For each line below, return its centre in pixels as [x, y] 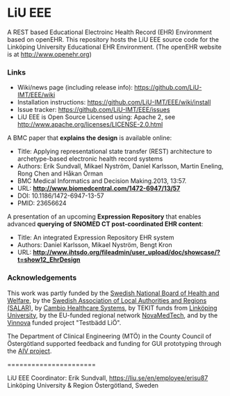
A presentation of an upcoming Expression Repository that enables [104, 216]
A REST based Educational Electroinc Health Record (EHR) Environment [109, 32]
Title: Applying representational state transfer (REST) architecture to [115, 152]
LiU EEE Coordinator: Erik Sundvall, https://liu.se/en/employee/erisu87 [108, 378]
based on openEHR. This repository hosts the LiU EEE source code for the [113, 39]
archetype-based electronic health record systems [90, 159]
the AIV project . [30, 351]
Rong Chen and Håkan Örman [60, 174]
